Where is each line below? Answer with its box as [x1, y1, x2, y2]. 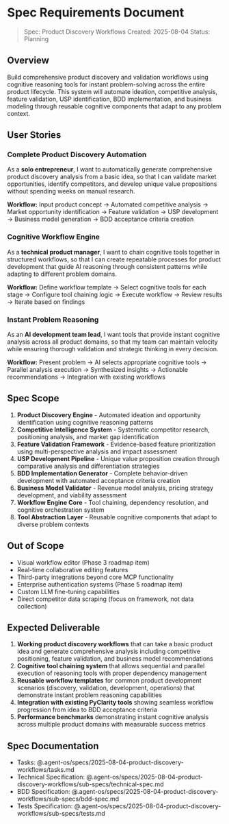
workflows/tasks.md [16, 766, 75, 774]
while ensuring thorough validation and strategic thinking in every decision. [7, 345, 219, 353]
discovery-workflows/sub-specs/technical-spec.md [16, 780, 164, 788]
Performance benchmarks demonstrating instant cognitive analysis [16, 713, 209, 721]
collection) [16, 602, 47, 610]
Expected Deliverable [7, 622, 100, 634]
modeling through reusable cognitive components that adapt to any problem [7, 102, 222, 110]
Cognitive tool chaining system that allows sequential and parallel [16, 662, 205, 670]
